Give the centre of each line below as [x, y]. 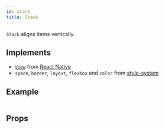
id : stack [18, 12]
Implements [29, 52]
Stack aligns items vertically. [41, 34]
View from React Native [43, 67]
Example [22, 91]
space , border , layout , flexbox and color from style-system [87, 73]
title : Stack [22, 17]
